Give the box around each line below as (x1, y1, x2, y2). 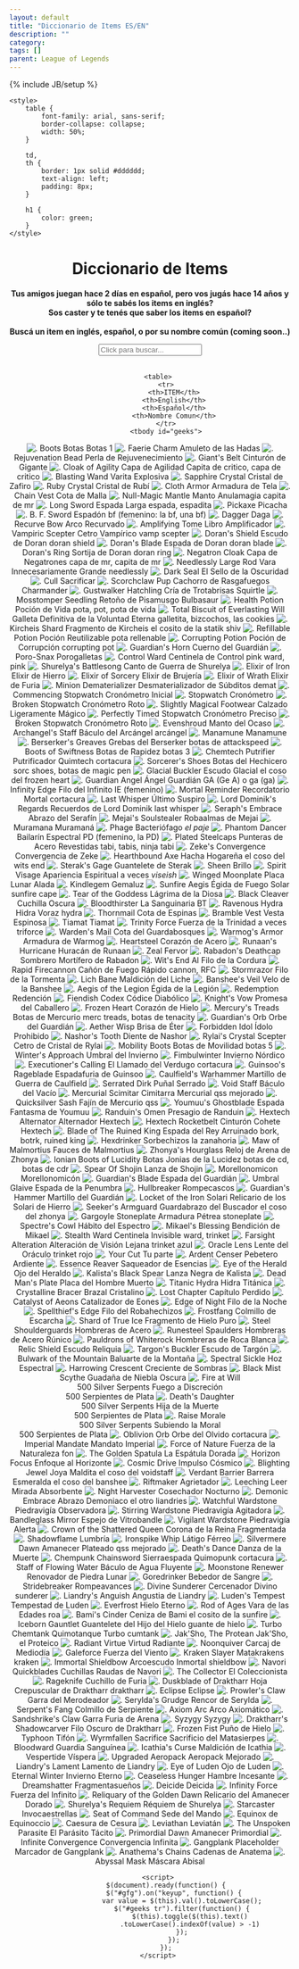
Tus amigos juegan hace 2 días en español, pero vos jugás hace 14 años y (11, 287, 289, 299)
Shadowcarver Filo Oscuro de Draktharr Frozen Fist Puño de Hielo (14, 1723, 272, 1733)
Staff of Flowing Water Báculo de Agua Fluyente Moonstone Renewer (16, 1561, 284, 1572)
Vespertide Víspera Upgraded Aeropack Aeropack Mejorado (25, 1751, 262, 1762)
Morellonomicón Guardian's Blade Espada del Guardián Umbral (21, 1173, 279, 1184)
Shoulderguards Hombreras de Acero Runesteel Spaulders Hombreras (13, 1325, 287, 1335)
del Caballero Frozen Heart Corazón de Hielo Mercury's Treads (21, 1001, 279, 1013)
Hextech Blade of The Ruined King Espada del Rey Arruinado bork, (21, 1126, 279, 1136)
